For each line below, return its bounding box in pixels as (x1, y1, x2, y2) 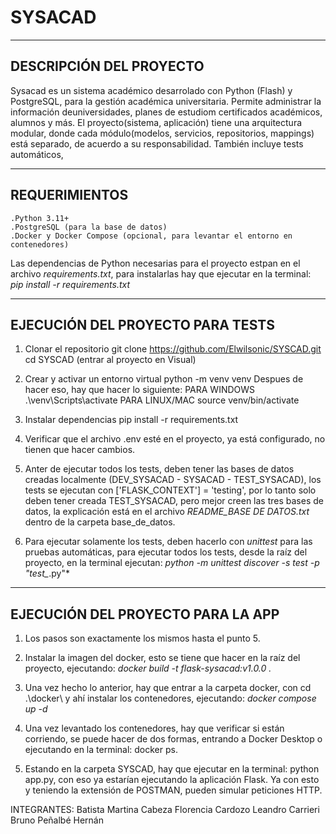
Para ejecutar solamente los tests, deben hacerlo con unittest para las (24, 536, 313, 548)
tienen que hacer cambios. (24, 444, 136, 456)
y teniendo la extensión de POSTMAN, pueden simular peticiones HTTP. (24, 784, 323, 796)
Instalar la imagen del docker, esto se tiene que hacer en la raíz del (24, 652, 301, 664)
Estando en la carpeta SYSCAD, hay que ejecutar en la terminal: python (24, 763, 320, 775)
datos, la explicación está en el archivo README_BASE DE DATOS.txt (24, 506, 310, 518)
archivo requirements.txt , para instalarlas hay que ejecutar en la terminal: (10, 267, 312, 280)
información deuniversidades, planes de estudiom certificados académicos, (10, 106, 323, 118)
